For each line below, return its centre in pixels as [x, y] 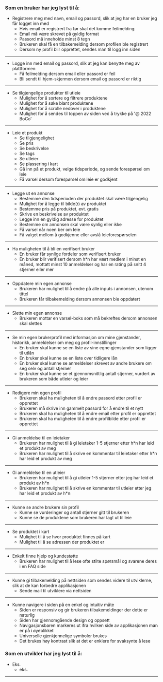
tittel [24, 294]
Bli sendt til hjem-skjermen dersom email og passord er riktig [80, 79]
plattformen [24, 69]
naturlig [27, 615]
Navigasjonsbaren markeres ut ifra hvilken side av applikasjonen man [89, 625]
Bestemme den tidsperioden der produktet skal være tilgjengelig [83, 199]
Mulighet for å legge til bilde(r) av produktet [63, 204]
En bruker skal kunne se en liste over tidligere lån [68, 358]
